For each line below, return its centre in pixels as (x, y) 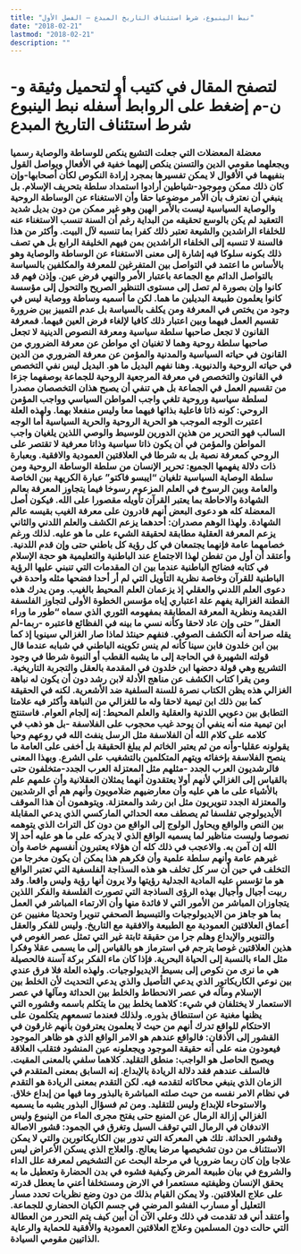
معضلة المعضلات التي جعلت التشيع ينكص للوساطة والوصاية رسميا (136, 153)
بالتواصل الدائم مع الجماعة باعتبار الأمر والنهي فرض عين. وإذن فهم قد (142, 276)
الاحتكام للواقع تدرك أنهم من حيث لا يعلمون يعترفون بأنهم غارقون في (140, 1026)
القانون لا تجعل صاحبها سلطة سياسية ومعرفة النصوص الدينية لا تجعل (140, 332)
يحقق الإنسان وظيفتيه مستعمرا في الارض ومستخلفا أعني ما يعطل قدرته (147, 1183)
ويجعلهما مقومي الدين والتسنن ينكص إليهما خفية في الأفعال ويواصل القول (150, 164)
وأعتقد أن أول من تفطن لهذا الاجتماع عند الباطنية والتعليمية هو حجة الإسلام (150, 556)
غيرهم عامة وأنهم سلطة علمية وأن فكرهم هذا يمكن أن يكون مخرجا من (144, 858)
